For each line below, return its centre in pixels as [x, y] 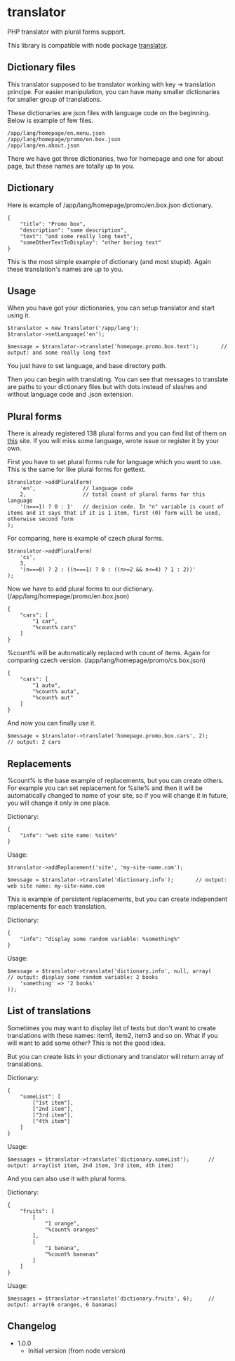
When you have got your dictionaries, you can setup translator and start [111, 308]
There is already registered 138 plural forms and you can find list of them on [117, 433]
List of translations [49, 1011]
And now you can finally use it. [52, 723]
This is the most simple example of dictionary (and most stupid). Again [109, 261]
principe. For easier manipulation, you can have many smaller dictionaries [114, 91]
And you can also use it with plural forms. [67, 1178]
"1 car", [45, 622]
